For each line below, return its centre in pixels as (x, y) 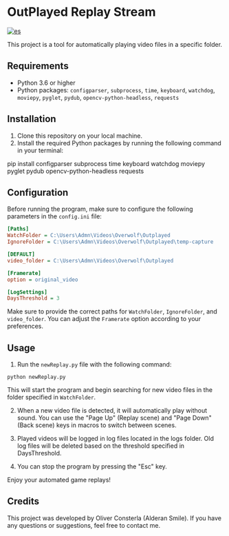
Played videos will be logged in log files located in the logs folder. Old (116, 439)
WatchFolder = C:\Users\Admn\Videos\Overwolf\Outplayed (89, 236)
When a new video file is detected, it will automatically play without (112, 411)
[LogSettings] (28, 292)
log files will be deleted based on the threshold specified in (100, 446)
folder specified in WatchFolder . (52, 398)
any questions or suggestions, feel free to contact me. (84, 525)
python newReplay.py (37, 377)
